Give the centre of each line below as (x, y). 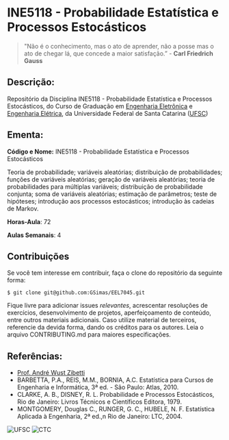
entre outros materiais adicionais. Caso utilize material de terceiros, (102, 320)
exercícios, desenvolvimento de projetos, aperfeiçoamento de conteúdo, (109, 313)
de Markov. (23, 208)
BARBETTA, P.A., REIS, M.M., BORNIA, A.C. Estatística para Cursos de (115, 380)
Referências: (35, 356)
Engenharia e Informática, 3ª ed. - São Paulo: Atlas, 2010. (98, 387)
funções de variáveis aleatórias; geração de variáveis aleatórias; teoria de (111, 179)
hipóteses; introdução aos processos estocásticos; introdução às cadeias (111, 201)
